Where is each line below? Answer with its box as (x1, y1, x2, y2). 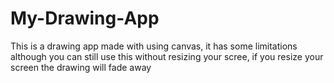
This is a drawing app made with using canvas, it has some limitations (10, 40, 298, 52)
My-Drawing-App (10, 7, 160, 30)
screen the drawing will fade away (10, 61, 152, 73)
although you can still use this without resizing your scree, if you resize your (10, 50, 324, 62)
